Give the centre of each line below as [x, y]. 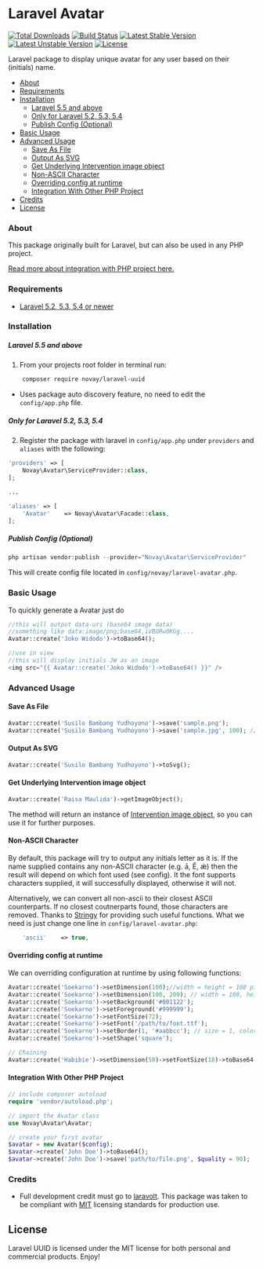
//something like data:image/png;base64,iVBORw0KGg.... [101, 632]
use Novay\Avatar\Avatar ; [50, 1123]
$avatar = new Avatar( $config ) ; [61, 1145]
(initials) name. [32, 67]
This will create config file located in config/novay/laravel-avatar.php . [122, 572]
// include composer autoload [58, 1095]
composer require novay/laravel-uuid [84, 379]
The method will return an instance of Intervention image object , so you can [130, 814]
